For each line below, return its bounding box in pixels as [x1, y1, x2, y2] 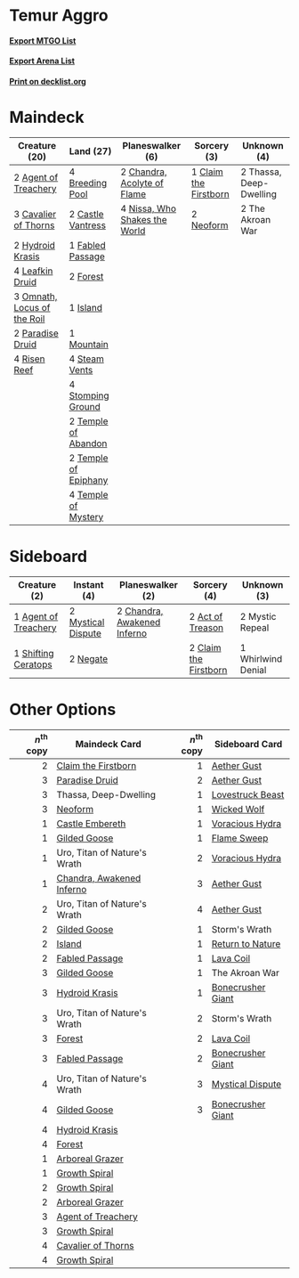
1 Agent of [13, 610, 59, 623]
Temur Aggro [9, 5, 109, 26]
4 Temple [69, 488, 109, 501]
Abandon [69, 437, 108, 450]
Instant [73, 578, 104, 590]
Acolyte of [120, 176, 165, 189]
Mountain [69, 338, 109, 350]
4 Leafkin [13, 265, 53, 277]
